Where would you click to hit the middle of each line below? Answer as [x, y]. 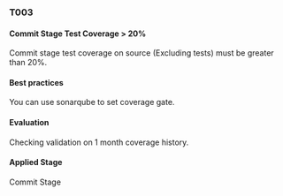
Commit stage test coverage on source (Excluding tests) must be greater [141, 53]
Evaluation [29, 122]
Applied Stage [36, 162]
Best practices [36, 82]
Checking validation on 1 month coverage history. [99, 142]
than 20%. [28, 63]
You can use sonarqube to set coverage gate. [92, 102]
